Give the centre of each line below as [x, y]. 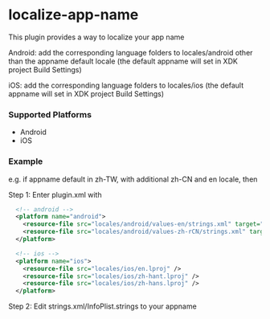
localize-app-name [74, 15]
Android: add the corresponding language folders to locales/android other [131, 52]
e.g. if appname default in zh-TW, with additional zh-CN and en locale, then [133, 179]
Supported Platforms [50, 114]
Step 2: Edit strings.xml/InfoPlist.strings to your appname [102, 306]
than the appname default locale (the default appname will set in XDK [123, 61]
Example [26, 162]
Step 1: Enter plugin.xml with [55, 194]
